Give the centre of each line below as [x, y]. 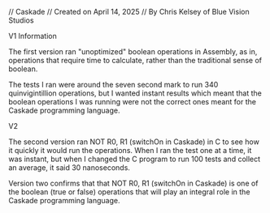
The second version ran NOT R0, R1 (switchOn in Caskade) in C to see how [134, 142]
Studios [21, 20]
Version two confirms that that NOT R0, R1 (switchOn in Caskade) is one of [133, 183]
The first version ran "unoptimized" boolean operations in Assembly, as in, [133, 51]
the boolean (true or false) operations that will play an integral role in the [129, 192]
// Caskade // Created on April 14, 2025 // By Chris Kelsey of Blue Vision [129, 12]
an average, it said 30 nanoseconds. [69, 168]
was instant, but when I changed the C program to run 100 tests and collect [135, 159]
